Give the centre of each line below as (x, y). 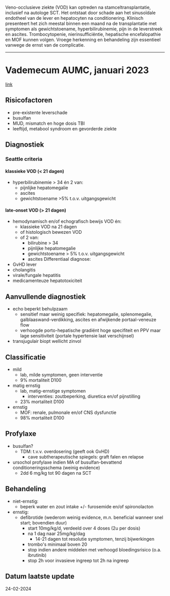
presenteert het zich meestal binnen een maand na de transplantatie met (81, 23)
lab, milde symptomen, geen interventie (61, 375)
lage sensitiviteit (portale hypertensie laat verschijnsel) (77, 336)
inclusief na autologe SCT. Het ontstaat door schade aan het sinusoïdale (80, 13)
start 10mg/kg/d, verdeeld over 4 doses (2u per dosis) (84, 528)
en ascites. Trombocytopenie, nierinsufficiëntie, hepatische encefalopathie (83, 34)
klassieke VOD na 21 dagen (48, 227)
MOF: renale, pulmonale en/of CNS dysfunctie (68, 412)
